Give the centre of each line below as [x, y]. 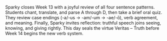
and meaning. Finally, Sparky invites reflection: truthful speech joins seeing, [83, 23]
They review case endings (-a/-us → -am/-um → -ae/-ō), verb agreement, [82, 18]
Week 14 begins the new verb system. [44, 33]
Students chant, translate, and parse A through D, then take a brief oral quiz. [84, 12]
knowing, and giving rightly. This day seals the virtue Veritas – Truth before [82, 28]
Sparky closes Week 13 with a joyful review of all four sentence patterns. [80, 7]
